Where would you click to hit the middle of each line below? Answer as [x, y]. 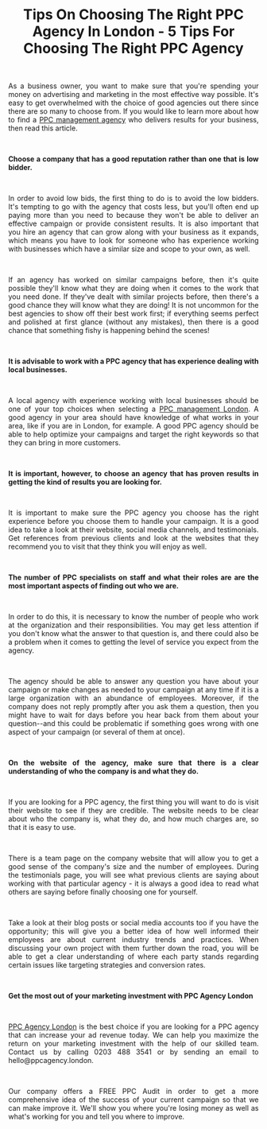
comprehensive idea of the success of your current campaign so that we [133, 1100]
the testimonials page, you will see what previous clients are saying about [133, 875]
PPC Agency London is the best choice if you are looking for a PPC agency [133, 1026]
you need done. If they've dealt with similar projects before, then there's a [133, 297]
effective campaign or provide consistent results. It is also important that [133, 223]
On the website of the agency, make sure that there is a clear [133, 762]
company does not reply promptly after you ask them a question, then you [133, 706]
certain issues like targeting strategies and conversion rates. [107, 964]
